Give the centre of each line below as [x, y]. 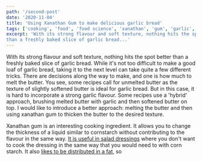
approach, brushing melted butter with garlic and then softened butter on [97, 102]
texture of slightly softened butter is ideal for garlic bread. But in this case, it [100, 89]
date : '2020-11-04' [31, 17]
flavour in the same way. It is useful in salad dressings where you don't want [101, 138]
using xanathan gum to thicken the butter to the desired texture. [85, 114]
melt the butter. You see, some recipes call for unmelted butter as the [92, 82]
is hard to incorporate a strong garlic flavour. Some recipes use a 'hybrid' [97, 95]
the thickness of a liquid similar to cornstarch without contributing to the [96, 132]
